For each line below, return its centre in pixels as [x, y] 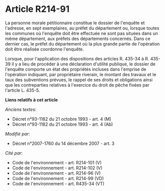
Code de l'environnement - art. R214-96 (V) [56, 173]
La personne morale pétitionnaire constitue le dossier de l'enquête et [75, 23]
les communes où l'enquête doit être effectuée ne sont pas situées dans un [82, 33]
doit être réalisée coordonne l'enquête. [45, 49]
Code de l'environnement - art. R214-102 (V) [57, 168]
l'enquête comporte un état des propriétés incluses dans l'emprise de [76, 69]
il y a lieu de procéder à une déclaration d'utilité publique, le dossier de [83, 64]
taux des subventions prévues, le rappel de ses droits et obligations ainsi [79, 80]
